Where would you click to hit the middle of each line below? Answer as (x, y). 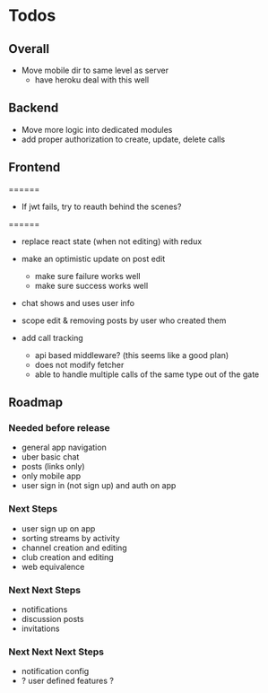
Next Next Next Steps (56, 652)
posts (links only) (53, 467)
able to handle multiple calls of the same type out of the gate (147, 374)
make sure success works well (91, 285)
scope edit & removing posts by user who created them (124, 320)
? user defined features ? (67, 681)
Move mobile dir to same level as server (95, 70)
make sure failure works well (87, 276)
